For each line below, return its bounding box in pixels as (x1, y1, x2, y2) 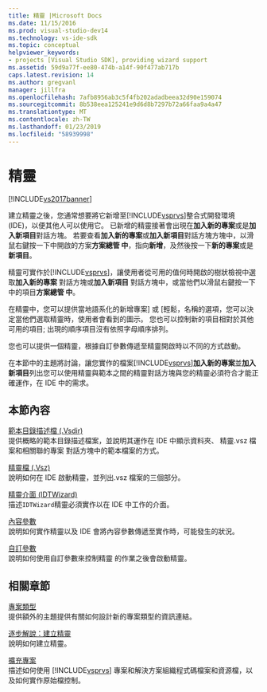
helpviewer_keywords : (8, 49, 80, 57)
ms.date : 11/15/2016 (8, 19, 77, 27)
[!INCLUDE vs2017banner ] (8, 194, 93, 203)
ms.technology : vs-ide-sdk (8, 33, 98, 42)
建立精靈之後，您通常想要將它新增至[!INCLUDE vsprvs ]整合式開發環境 (8, 210, 236, 220)
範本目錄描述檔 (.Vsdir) (8, 426, 83, 435)
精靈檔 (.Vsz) (8, 463, 51, 473)
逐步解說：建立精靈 (8, 629, 72, 639)
